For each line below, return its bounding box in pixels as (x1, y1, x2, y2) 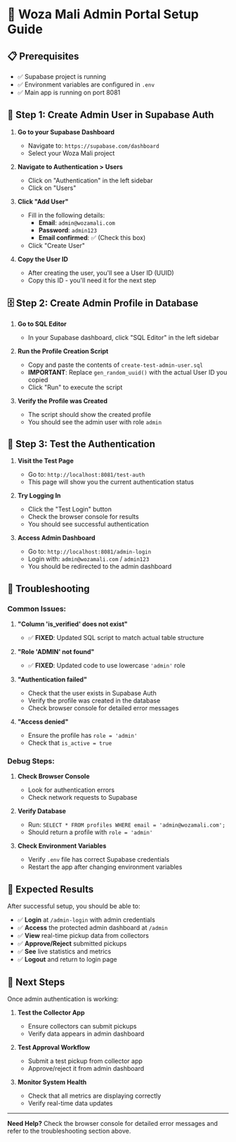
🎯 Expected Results (7, 883, 94, 895)
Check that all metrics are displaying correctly (27, 1091, 162, 1100)
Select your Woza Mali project (27, 149, 115, 157)
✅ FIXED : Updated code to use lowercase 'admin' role (27, 661, 186, 670)
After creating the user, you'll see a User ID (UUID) (27, 268, 174, 277)
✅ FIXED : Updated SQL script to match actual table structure (27, 634, 204, 642)
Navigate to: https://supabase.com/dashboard (27, 141, 159, 150)
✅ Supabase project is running (17, 73, 107, 80)
